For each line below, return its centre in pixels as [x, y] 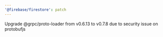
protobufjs [15, 29]
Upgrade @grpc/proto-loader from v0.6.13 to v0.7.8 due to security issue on [81, 24]
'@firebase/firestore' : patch [36, 10]
